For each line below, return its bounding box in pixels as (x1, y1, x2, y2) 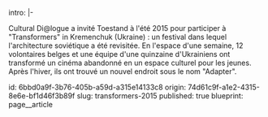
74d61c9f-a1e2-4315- (188, 82, 260, 92)
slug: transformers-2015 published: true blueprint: (76, 91, 244, 101)
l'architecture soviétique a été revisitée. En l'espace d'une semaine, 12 (8, 41, 244, 50)
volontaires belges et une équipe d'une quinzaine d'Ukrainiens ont (8, 50, 231, 58)
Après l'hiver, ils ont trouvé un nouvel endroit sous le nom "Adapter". (8, 67, 237, 76)
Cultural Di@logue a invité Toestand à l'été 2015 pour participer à (8, 24, 227, 32)
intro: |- (8, 8, 34, 17)
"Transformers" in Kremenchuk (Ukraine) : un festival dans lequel (8, 32, 227, 41)
